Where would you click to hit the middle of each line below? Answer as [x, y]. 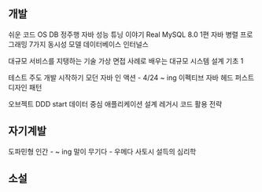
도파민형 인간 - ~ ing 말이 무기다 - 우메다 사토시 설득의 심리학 [102, 151]
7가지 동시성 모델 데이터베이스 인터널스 [89, 44]
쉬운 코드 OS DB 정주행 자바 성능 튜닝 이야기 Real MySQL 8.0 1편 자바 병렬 [123, 34]
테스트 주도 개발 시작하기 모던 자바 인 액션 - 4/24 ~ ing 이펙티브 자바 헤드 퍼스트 [131, 78]
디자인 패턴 [25, 87]
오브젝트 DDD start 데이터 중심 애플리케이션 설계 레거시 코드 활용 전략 [115, 103]
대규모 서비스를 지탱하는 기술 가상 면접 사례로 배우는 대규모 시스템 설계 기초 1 [126, 60]
